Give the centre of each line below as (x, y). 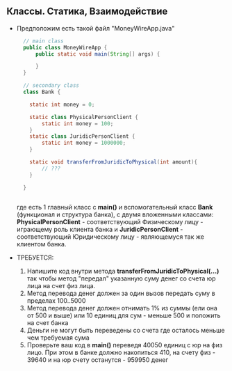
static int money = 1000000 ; (84, 143)
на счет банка (48, 322)
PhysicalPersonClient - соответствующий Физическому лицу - (110, 221)
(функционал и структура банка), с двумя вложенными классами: (115, 214)
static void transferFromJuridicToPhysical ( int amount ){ (114, 162)
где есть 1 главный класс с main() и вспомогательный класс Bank (115, 207)
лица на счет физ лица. (61, 285)
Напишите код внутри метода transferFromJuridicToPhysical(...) (123, 271)
